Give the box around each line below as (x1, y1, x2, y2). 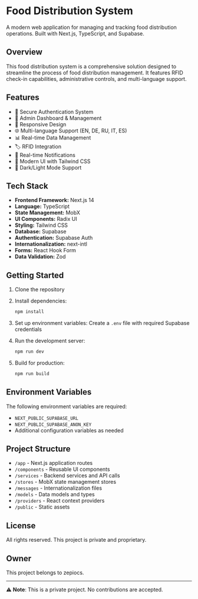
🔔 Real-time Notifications (14, 151, 75, 158)
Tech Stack (6, 181, 48, 191)
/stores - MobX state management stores (14, 478, 117, 486)
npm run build (14, 370, 49, 376)
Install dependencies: (14, 297, 67, 305)
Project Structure (6, 444, 71, 454)
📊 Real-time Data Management (14, 134, 91, 141)
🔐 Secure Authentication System (14, 108, 94, 115)
